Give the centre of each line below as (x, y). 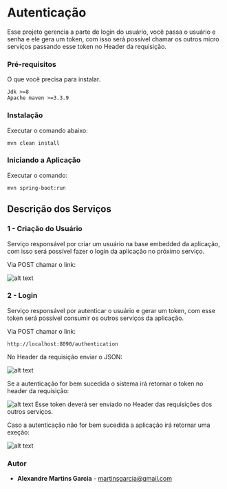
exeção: (18, 432)
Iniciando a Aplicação (44, 160)
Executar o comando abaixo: (47, 130)
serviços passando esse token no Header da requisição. (87, 46)
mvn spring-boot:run (37, 188)
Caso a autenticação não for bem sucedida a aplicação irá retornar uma (109, 425)
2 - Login (22, 296)
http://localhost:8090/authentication (63, 344)
